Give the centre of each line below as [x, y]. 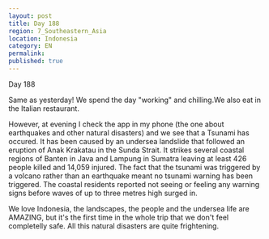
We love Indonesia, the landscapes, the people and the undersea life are [129, 208]
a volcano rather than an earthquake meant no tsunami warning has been [131, 176]
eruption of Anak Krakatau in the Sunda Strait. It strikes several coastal [126, 150]
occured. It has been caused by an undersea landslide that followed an [127, 141]
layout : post [30, 16]
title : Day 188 [34, 23]
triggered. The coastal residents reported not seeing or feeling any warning [134, 184]
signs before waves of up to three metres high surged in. [103, 193]
